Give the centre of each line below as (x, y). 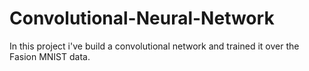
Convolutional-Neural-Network (142, 18)
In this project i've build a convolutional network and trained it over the (154, 46)
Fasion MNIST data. (50, 56)
